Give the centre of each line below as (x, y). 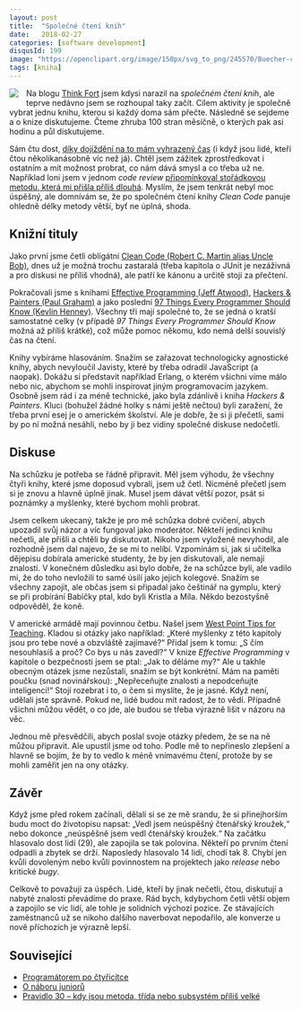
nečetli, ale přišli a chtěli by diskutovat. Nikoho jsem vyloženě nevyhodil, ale (149, 539)
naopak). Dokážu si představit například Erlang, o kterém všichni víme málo (148, 376)
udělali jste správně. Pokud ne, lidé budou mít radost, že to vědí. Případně (145, 699)
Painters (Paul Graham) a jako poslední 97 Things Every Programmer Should (150, 302)
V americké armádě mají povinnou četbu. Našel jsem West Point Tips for (142, 623)
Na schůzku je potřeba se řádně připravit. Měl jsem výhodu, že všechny (142, 474)
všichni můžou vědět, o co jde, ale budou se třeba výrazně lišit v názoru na (147, 709)
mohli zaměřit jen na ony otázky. (69, 765)
